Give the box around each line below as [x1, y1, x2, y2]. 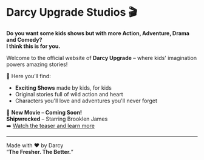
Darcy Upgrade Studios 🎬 [6, 5, 138, 19]
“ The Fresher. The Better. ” [6, 148, 74, 155]
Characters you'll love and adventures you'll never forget [15, 97, 158, 104]
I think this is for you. [6, 42, 61, 50]
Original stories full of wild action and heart [15, 90, 123, 98]
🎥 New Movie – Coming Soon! [6, 108, 82, 116]
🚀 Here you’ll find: [6, 72, 52, 79]
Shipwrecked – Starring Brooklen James [6, 115, 108, 122]
